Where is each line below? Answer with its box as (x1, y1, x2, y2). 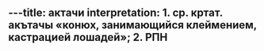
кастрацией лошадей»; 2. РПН (8, 31, 168, 44)
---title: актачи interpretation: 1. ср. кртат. (8, 6, 224, 20)
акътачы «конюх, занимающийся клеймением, (8, 19, 258, 32)
